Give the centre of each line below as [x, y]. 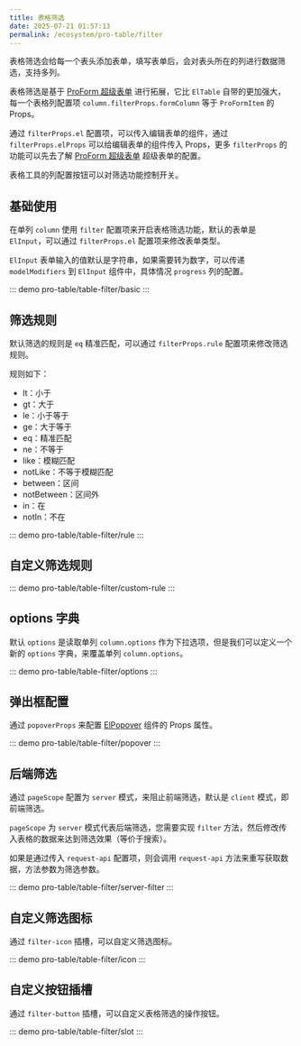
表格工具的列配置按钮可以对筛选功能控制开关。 [96, 175]
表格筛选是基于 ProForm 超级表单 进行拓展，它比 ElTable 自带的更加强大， [148, 92]
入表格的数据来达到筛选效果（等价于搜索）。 [90, 839]
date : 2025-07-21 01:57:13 [60, 26]
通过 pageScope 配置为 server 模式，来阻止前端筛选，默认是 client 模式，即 [149, 797]
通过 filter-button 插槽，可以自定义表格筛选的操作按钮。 [117, 1013]
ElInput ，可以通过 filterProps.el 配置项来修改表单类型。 [117, 241]
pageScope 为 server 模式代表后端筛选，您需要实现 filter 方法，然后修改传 [148, 828]
